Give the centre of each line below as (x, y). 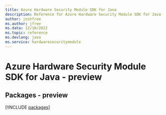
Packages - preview (37, 95)
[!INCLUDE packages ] (28, 107)
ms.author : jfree (23, 24)
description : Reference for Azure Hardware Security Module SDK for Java (83, 14)
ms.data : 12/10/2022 (27, 28)
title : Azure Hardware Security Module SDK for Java (61, 10)
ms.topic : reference (27, 33)
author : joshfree (23, 19)
